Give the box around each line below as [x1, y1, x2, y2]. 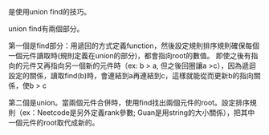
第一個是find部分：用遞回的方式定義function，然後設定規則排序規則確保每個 [8, 41, 259, 50]
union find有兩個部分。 [8, 24, 84, 34]
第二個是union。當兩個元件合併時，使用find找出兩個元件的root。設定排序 [8, 98, 251, 107]
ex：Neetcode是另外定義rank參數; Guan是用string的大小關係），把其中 [22, 108, 255, 117]
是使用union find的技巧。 [8, 7, 91, 16]
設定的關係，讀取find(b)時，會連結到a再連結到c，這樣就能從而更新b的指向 [8, 71, 255, 80]
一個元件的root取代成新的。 [8, 118, 100, 127]
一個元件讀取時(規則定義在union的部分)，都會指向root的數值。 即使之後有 [8, 51, 251, 60]
